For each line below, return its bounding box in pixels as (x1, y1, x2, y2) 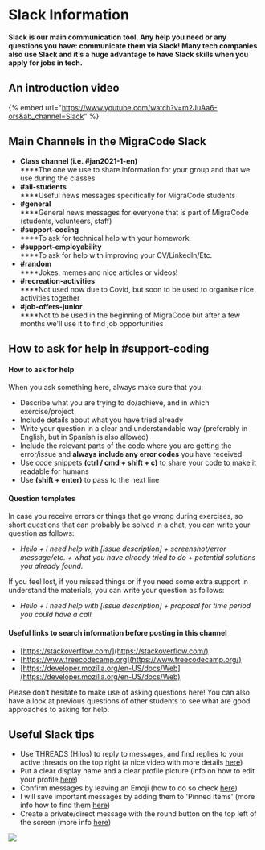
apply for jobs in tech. (8, 58, 83, 68)
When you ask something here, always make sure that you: (8, 383, 203, 392)
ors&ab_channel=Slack (8, 111, 84, 121)
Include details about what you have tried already (19, 415, 184, 425)
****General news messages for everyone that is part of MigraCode (19, 207, 249, 217)
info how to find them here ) (19, 800, 111, 811)
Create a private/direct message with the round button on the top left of (19, 809, 257, 819)
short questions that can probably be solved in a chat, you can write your (8, 520, 251, 529)
